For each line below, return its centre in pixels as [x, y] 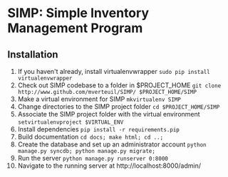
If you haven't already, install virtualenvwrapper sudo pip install [114, 71]
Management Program [75, 28]
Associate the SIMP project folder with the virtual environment [109, 114]
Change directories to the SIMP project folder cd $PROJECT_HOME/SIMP [119, 107]
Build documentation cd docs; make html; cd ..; [90, 137]
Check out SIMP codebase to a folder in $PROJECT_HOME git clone [119, 85]
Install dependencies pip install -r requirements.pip [98, 129]
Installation [33, 54]
